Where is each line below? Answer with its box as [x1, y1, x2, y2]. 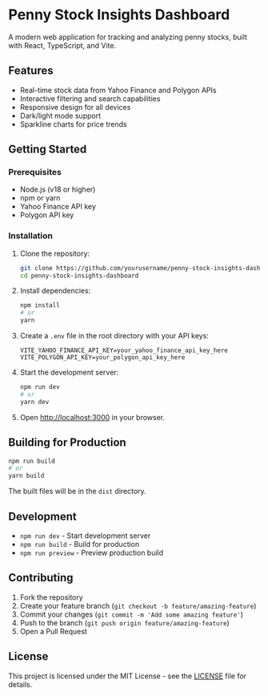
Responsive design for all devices [19, 102, 131, 111]
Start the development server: [19, 367, 119, 378]
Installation [8, 230, 54, 241]
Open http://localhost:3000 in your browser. [19, 412, 166, 422]
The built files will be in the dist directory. [8, 487, 146, 496]
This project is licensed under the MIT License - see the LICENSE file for [8, 671, 246, 681]
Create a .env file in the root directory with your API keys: [19, 331, 210, 341]
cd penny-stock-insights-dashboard [19, 271, 139, 280]
